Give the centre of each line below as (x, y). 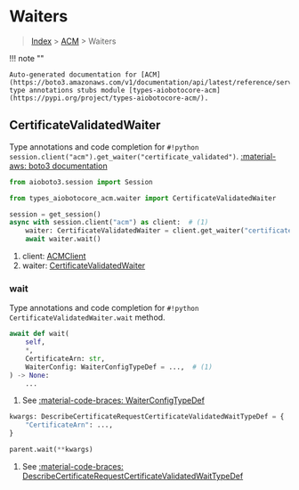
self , (36, 342)
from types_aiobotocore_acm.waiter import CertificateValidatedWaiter (143, 198)
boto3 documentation (68, 166)
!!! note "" (27, 58)
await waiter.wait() (63, 239)
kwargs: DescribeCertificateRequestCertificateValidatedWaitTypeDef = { (147, 417)
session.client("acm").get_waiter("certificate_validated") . (124, 156)
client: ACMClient (54, 256)
